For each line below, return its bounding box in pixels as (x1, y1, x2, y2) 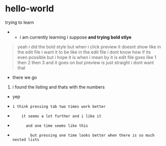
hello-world (5, 3, 55, 14)
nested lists (12, 137, 40, 142)
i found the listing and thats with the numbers (12, 84, 105, 90)
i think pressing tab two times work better (12, 104, 106, 109)
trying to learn (5, 19, 34, 25)
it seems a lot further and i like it (21, 113, 102, 119)
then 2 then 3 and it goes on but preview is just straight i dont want (17, 59, 154, 65)
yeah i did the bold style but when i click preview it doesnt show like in (17, 44, 161, 49)
